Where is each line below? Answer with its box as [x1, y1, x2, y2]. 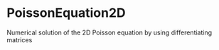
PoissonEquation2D [6, 5, 126, 21]
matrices [6, 35, 33, 44]
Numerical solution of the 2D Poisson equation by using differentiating [6, 28, 213, 37]
